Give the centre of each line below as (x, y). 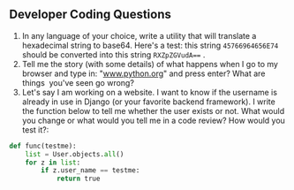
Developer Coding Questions (90, 15)
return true (78, 179)
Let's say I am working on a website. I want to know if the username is (150, 92)
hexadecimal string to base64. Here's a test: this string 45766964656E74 (150, 45)
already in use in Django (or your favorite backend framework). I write (148, 102)
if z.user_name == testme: (90, 171)
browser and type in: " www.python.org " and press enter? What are (143, 73)
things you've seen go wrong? (78, 82)
